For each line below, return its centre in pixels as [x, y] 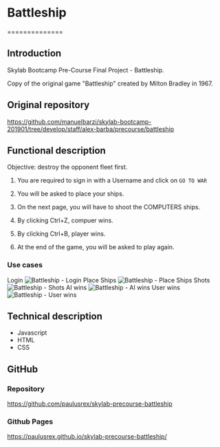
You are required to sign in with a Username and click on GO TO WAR [112, 180]
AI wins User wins [123, 287]
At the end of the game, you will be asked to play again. [96, 247]
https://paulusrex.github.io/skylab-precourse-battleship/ [87, 437]
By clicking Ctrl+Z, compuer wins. [65, 220]
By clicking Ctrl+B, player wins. [61, 234]
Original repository [48, 105]
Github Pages [30, 422]
